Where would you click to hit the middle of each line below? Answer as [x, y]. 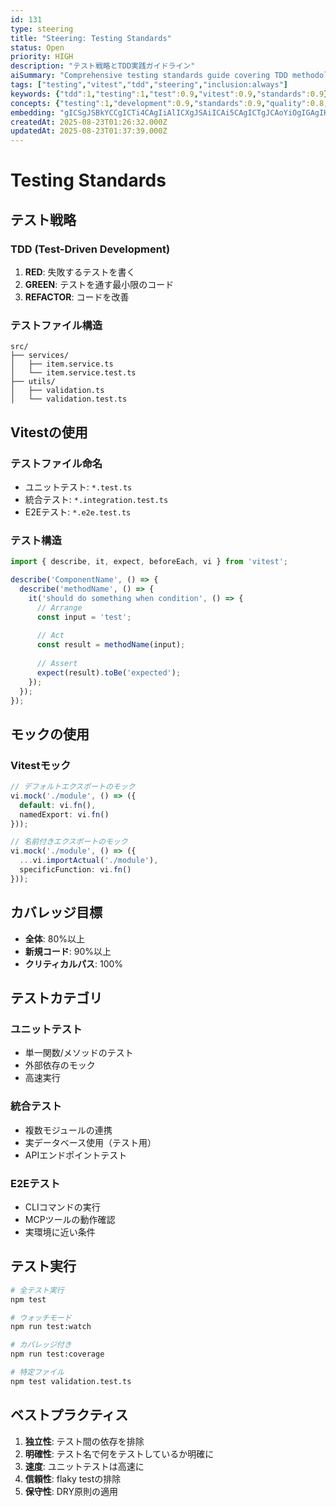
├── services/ [40, 356]
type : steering [42, 29]
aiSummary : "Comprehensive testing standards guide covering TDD [149, 76]
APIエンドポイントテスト [76, 1155]
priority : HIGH [42, 57]
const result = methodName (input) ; [111, 645]
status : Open [37, 47]
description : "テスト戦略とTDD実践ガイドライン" [103, 66]
